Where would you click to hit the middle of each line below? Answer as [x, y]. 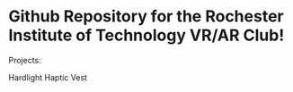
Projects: [25, 60]
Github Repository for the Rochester [146, 17]
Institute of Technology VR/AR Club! [146, 35]
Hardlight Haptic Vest [48, 77]
